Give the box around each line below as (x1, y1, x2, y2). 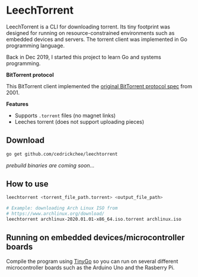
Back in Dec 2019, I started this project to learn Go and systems (6, 53, 162, 60)
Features (6, 100, 28, 107)
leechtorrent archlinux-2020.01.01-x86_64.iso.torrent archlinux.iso (6, 217, 182, 223)
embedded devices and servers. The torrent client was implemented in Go (6, 36, 188, 43)
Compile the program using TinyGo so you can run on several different (6, 257, 178, 265)
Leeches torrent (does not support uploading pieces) (14, 118, 145, 125)
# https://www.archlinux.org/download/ (6, 211, 105, 217)
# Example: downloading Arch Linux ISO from (6, 205, 118, 211)
